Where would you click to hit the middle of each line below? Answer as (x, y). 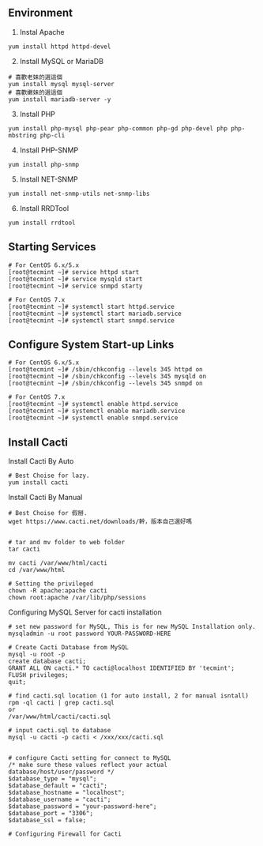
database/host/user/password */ (61, 772)
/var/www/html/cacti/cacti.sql (60, 717)
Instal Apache (42, 32)
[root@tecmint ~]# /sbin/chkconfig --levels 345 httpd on (105, 370)
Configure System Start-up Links (91, 345)
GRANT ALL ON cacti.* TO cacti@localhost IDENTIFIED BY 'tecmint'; (122, 668)
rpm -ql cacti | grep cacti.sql (61, 703)
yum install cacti (38, 483)
